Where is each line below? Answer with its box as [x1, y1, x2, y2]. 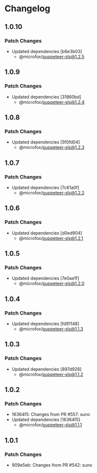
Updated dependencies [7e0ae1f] [11, 275, 79, 281]
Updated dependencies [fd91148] [11, 321, 79, 326]
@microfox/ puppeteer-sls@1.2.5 [19, 54, 84, 59]
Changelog [4, 3, 50, 14]
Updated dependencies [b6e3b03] [11, 48, 82, 54]
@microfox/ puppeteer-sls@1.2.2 [19, 190, 85, 196]
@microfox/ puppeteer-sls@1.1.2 [19, 371, 84, 377]
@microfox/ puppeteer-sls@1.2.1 [19, 235, 84, 241]
